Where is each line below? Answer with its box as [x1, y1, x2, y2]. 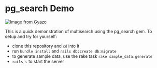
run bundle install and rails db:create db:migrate [12, 48, 117, 54]
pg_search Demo [5, 3, 74, 14]
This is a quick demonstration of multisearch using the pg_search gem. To [5, 28, 152, 34]
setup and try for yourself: [5, 34, 57, 39]
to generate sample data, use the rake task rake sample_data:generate [12, 53, 153, 59]
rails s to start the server [12, 58, 64, 64]
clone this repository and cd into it [12, 43, 80, 49]
